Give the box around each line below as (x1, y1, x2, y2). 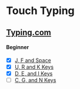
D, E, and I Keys (14, 70, 53, 77)
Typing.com (6, 28, 52, 37)
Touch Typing (6, 4, 75, 18)
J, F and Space (14, 57, 51, 64)
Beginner (6, 44, 29, 51)
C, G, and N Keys (14, 76, 56, 83)
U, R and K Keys (14, 63, 54, 70)
